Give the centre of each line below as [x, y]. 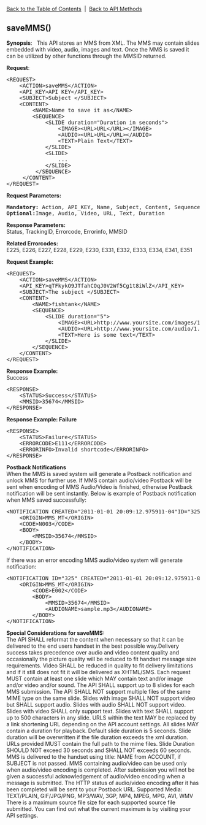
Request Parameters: [34, 195]
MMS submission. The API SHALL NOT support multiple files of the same [99, 691]
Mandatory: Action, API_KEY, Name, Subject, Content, [89, 207]
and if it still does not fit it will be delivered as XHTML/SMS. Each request [99, 672]
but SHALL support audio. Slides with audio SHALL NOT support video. [96, 704]
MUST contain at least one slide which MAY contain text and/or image [95, 678]
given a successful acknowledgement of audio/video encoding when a [96, 776]
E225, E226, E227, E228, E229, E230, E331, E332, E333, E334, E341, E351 [99, 250]
